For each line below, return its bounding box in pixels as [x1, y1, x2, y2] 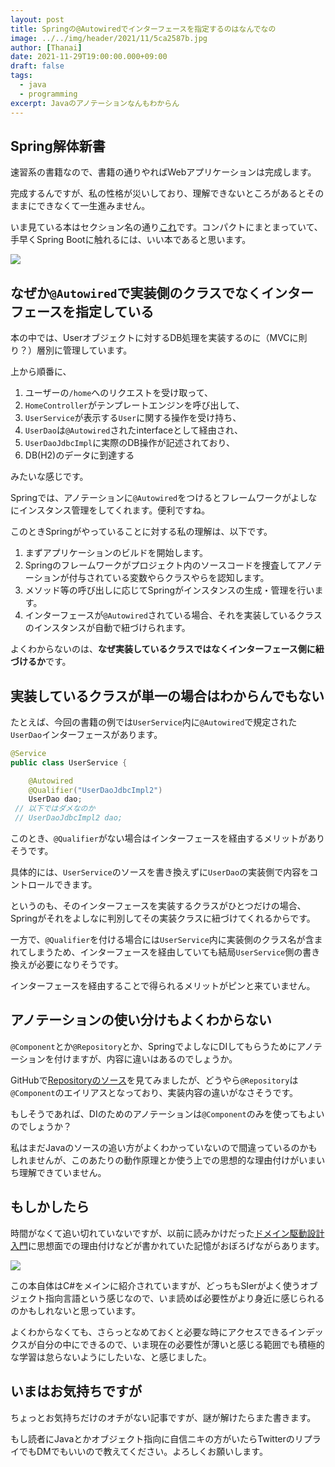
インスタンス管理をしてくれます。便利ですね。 [18, 504, 211, 516]
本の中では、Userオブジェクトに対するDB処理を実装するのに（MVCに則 [10, 332, 308, 344]
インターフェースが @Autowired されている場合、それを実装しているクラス [24, 609, 323, 621]
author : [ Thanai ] [10, 42, 83, 53]
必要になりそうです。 [36, 959, 124, 971]
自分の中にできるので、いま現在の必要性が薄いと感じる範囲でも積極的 [36, 1338, 325, 1350]
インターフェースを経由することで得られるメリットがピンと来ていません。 [10, 980, 316, 992]
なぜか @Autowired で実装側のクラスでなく [10, 284, 262, 301]
